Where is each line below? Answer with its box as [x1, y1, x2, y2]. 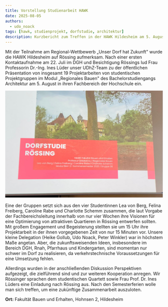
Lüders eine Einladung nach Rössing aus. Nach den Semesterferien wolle [5, 281, 156, 287]
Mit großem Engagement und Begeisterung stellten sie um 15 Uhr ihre [5, 223, 148, 229]
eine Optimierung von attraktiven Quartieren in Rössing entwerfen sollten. [5, 218, 156, 224]
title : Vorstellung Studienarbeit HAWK [5, 8, 88, 13]
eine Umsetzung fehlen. [5, 255, 54, 261]
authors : [5, 18, 23, 23]
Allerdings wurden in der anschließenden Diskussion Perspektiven [5, 265, 141, 271]
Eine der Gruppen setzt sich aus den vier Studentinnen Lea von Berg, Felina [5, 202, 161, 208]
